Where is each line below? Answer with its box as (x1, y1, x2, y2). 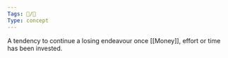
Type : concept (7, 17, 49, 24)
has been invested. (7, 44, 63, 52)
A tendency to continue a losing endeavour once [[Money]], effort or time (7, 36, 221, 45)
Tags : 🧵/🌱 (7, 10, 37, 18)
